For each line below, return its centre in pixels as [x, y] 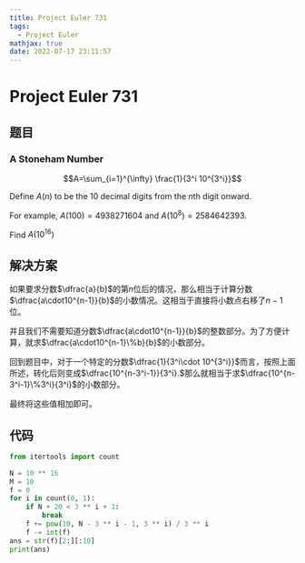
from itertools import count [64, 457]
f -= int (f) [48, 532]
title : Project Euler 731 [58, 18]
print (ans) [30, 549]
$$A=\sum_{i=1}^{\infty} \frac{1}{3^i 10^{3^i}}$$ [152, 179]
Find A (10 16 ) [32, 234]
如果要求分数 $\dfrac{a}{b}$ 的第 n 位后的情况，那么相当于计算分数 [131, 289]
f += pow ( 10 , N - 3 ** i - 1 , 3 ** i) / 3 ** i [118, 524]
